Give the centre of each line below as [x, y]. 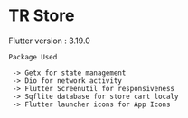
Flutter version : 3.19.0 [50, 41]
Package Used [33, 57]
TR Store [42, 16]
